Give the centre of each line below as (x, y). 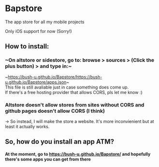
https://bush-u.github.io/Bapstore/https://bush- (55, 77)
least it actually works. (27, 126)
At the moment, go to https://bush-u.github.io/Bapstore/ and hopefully (78, 154)
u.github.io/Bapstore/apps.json (36, 82)
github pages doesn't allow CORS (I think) (55, 111)
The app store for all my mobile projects (45, 22)
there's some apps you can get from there (48, 159)
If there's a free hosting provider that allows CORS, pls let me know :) (74, 92)
